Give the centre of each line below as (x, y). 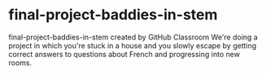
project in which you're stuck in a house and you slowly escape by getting (133, 45)
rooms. (20, 63)
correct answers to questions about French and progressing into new (124, 54)
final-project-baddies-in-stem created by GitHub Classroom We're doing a (133, 37)
